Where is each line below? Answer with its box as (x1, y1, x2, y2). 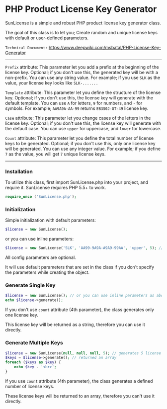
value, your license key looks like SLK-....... (5, 80, 98, 85)
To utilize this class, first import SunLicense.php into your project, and (5, 179, 148, 185)
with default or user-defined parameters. (5, 35, 88, 41)
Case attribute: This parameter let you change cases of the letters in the (5, 115, 151, 121)
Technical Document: (5, 45, 48, 50)
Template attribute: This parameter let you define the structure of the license (5, 89, 161, 95)
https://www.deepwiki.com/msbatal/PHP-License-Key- (48, 44, 162, 50)
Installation (5, 168, 33, 175)
